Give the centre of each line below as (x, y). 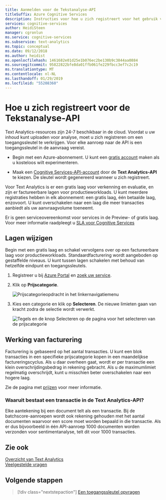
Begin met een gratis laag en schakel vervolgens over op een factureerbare (82, 250)
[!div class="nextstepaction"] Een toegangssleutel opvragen (79, 492)
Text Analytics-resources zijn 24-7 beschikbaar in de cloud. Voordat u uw (80, 132)
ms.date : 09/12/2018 (26, 51)
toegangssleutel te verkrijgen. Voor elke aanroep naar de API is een (74, 142)
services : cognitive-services (36, 23)
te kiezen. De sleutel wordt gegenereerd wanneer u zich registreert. (81, 177)
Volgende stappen (34, 480)
